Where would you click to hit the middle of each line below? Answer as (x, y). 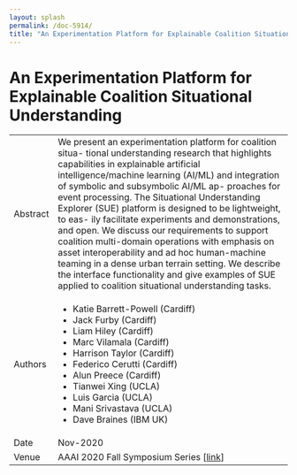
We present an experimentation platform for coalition (167, 142)
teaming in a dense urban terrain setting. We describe (169, 264)
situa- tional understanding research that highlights (164, 153)
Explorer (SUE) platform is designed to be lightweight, (169, 209)
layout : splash (37, 17)
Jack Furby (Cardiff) (115, 320)
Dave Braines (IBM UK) (121, 419)
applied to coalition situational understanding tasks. (164, 286)
